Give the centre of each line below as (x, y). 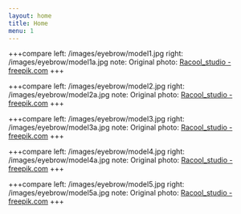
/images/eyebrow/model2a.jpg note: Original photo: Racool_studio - (120, 95)
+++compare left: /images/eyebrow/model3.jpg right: (96, 119)
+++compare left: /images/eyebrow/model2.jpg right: (96, 86)
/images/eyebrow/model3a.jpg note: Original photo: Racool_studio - (120, 128)
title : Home (28, 23)
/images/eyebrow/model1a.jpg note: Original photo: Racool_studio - (120, 62)
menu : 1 (21, 31)
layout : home (30, 16)
